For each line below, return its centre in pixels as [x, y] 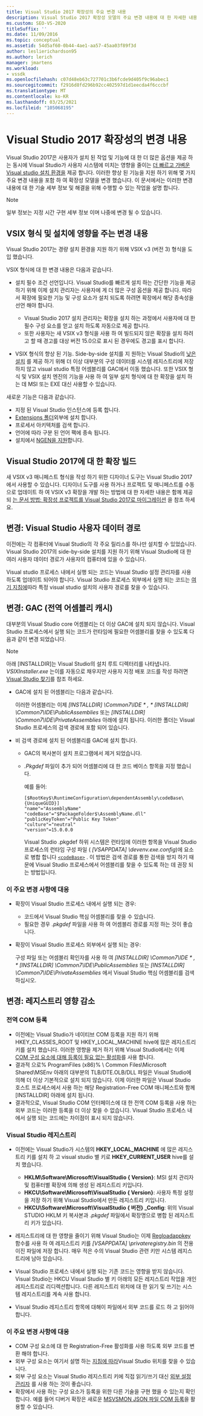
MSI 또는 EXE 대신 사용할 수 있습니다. [72, 384]
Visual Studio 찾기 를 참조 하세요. [45, 679]
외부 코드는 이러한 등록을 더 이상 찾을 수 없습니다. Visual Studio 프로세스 [100, 1110]
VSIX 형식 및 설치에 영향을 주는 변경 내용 [77, 233]
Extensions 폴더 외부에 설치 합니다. [56, 418]
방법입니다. [43, 872]
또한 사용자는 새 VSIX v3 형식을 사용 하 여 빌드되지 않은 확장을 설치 [103, 334]
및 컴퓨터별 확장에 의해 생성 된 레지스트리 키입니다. [84, 1185]
